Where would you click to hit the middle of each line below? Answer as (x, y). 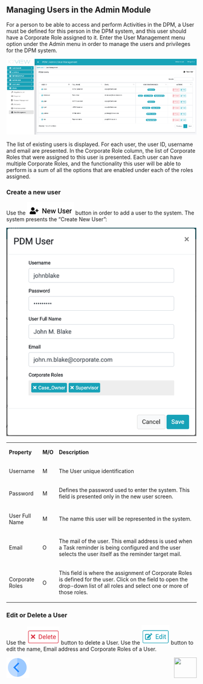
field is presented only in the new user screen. (116, 497)
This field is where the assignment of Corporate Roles (125, 573)
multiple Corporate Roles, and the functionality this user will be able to (94, 164)
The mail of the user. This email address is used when (126, 541)
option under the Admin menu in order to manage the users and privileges (98, 44)
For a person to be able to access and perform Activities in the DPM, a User (100, 24)
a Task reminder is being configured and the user (120, 547)
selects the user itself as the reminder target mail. (120, 554)
